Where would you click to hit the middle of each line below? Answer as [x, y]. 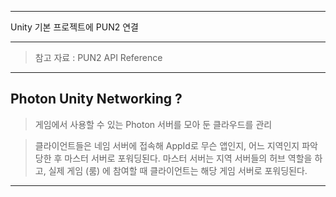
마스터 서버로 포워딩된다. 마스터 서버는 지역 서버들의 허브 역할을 [188, 158]
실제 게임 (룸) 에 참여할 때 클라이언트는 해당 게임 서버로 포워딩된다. [178, 170]
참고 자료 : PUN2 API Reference [98, 57]
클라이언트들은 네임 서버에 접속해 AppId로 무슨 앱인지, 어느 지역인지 [167, 145]
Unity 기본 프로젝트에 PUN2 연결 [74, 27]
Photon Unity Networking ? [96, 99]
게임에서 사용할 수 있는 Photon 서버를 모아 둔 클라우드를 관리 [153, 124]
